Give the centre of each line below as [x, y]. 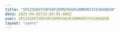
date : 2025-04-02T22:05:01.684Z [38, 14]
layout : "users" [22, 23]
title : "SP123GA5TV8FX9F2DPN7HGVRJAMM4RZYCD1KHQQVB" [60, 9]
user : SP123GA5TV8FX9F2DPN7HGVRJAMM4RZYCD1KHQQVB [57, 18]
